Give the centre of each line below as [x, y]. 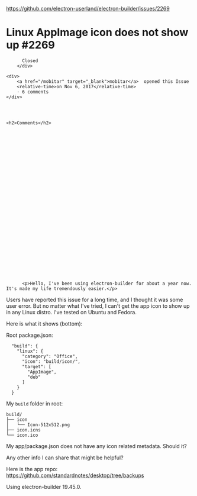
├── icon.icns [24, 430]
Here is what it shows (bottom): [44, 323]
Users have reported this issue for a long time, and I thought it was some [95, 299]
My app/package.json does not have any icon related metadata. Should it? [97, 446]
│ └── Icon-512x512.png [38, 425]
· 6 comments [33, 92]
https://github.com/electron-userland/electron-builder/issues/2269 [88, 9]
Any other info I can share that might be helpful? [65, 458]
